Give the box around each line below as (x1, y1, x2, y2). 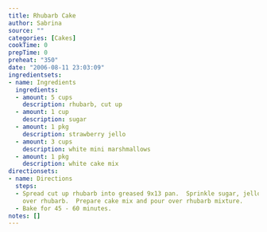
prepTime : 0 (8, 49, 48, 57)
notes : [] (8, 212, 41, 220)
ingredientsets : (8, 71, 62, 79)
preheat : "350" (8, 57, 59, 65)
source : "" (8, 26, 44, 34)
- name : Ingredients (8, 78, 77, 86)
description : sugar (22, 116, 87, 124)
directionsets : (8, 167, 59, 175)
